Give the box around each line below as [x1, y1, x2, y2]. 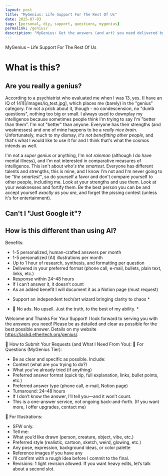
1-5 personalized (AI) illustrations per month [12, 254, 103, 260]
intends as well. [5, 143, 37, 148]
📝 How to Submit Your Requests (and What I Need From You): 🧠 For [5, 341, 144, 347]
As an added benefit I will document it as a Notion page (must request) [12, 286, 158, 292]
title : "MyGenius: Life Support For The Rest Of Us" [5, 12, 117, 17]
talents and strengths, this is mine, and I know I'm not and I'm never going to [5, 168, 162, 174]
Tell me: [12, 428, 29, 435]
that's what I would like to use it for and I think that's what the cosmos [5, 137, 149, 143]
